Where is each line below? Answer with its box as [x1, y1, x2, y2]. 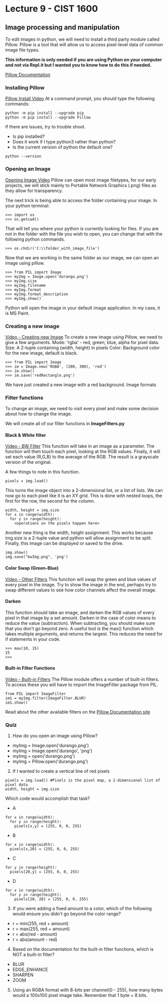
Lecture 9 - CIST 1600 [5, 3, 98, 15]
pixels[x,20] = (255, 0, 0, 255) [10, 847, 80, 852]
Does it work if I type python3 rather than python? [12, 139, 116, 145]
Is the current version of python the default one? [12, 144, 113, 150]
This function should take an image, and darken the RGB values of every [5, 609, 155, 615]
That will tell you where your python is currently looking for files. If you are [5, 225, 159, 231]
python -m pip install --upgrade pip [5, 111, 84, 116]
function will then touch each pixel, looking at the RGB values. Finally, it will [5, 448, 160, 454]
